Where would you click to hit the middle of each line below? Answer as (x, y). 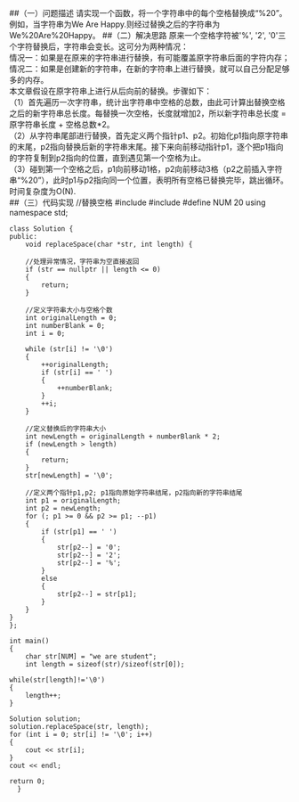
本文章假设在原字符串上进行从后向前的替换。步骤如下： (110, 91)
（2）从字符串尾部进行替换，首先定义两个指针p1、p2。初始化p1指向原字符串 (149, 135)
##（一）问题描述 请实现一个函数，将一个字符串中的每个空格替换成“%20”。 (148, 13)
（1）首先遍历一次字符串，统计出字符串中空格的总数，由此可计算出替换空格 (147, 102)
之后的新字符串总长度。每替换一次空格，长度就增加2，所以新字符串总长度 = (148, 113)
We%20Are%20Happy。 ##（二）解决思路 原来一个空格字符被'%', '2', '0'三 (148, 35)
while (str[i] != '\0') (69, 349)
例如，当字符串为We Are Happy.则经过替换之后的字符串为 (115, 24)
